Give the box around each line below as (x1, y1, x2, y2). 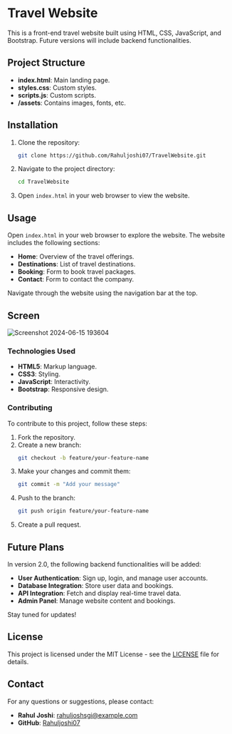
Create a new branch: (17, 440, 82, 449)
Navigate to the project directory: (17, 165, 115, 173)
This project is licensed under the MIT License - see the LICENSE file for (7, 650, 219, 658)
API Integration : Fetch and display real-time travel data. (17, 589, 181, 597)
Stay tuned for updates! (7, 610, 77, 619)
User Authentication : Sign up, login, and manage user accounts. (17, 574, 209, 582)
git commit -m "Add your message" (17, 481, 120, 488)
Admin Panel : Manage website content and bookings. (17, 596, 176, 605)
